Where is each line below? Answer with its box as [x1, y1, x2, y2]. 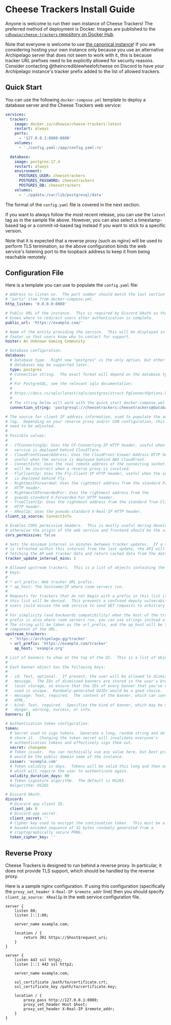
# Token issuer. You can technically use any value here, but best [10, 749, 158, 755]
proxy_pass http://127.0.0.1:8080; [23, 997, 99, 1003]
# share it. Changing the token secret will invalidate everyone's [10, 735, 158, 740]
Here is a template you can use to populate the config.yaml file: [5, 282, 138, 288]
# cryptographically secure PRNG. [10, 830, 83, 835]
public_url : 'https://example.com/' [5, 320, 83, 325]
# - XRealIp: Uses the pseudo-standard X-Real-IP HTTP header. [5, 509, 142, 514]
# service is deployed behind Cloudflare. [5, 447, 101, 453]
